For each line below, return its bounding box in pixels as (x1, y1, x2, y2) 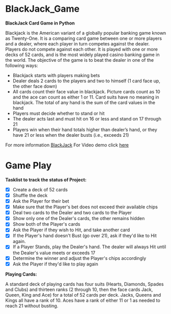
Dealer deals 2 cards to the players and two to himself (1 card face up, (12, 78, 161, 84)
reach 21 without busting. (5, 302, 59, 309)
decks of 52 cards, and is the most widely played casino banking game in (5, 52, 160, 58)
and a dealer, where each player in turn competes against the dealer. (5, 40, 150, 46)
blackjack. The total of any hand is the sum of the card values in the (12, 99, 156, 105)
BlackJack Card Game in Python (5, 20, 75, 26)
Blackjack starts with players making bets (12, 72, 101, 78)
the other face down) (12, 83, 57, 89)
